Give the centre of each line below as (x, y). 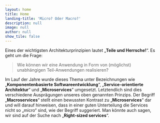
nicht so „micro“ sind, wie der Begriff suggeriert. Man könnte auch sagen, (78, 110)
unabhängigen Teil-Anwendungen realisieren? (63, 70)
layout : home (18, 9)
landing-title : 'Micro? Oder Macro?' (43, 18)
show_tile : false (22, 37)
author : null (18, 32)
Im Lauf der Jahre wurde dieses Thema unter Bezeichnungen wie (70, 79)
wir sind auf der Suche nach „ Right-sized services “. (57, 115)
